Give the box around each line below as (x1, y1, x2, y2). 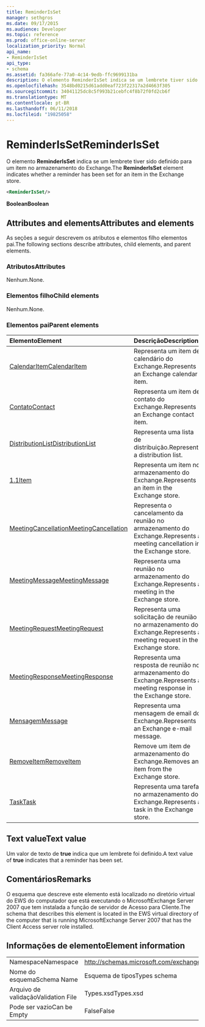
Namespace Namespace (9, 958, 79, 966)
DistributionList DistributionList (9, 439, 96, 447)
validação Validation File (9, 993, 77, 1001)
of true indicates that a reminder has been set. (6, 856, 123, 864)
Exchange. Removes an (133, 757, 200, 765)
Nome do (9, 968, 36, 976)
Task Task (9, 797, 37, 806)
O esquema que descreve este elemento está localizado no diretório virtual (6, 890, 195, 897)
